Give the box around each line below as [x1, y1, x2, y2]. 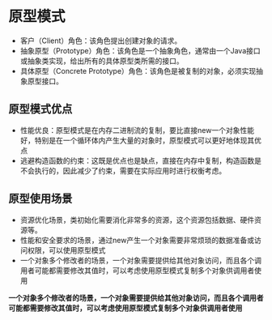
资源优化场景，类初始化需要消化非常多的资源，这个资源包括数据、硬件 [19, 215, 255, 224]
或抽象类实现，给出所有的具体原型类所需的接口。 [19, 56, 184, 66]
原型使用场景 [8, 192, 73, 206]
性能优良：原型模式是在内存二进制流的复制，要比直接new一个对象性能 [19, 125, 255, 134]
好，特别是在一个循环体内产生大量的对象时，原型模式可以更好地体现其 [19, 135, 255, 145]
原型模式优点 [8, 102, 73, 116]
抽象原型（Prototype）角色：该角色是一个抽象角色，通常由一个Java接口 [19, 45, 261, 55]
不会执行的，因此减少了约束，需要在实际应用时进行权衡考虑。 [19, 165, 227, 175]
